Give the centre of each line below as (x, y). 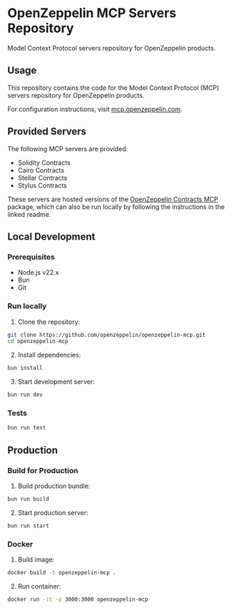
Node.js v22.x (38, 273)
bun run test (27, 428)
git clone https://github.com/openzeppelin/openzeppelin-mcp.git (106, 335)
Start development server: (56, 382)
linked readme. (29, 214)
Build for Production (43, 470)
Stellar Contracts (42, 178)
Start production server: (53, 512)
